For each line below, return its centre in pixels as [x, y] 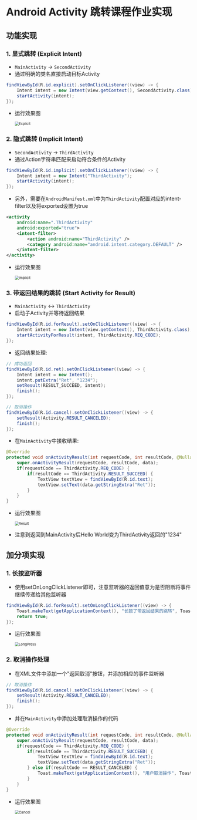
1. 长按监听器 [24, 573]
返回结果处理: [31, 352]
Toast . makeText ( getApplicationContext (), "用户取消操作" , [107, 773]
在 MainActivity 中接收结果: [47, 441]
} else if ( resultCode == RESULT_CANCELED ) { [82, 768]
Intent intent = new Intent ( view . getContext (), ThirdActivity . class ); [105, 330]
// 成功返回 [19, 364]
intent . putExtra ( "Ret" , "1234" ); [57, 380]
